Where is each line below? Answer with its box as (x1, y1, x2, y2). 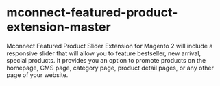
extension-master (6, 19, 111, 35)
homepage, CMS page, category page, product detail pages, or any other (6, 63, 214, 72)
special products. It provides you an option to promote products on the (6, 56, 206, 64)
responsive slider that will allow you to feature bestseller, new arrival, (6, 49, 201, 57)
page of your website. (6, 70, 69, 79)
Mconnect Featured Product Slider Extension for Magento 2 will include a (6, 42, 213, 50)
